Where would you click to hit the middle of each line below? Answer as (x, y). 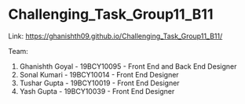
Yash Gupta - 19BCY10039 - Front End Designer (97, 91)
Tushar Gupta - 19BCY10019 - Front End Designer (99, 83)
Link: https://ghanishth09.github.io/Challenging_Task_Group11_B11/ (115, 36)
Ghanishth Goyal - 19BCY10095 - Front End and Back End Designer (128, 66)
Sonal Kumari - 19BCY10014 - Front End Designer (99, 74)
